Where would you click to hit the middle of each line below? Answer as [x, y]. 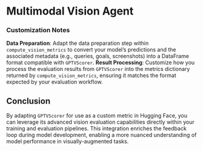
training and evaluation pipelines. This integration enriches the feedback [96, 129]
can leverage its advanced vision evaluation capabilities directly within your [101, 122]
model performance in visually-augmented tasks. [68, 141]
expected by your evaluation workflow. [55, 82]
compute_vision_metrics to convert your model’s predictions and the [91, 50]
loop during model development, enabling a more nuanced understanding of [101, 135]
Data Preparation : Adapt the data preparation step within [78, 43]
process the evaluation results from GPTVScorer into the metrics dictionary [98, 69]
